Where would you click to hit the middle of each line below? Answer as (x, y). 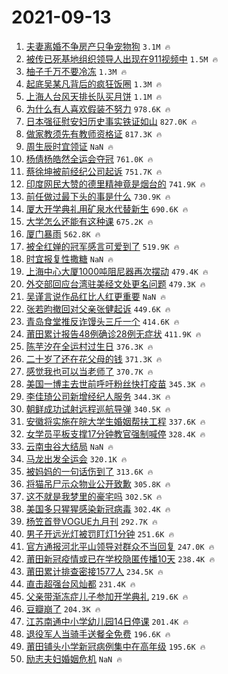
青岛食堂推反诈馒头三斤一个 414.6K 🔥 (102, 321)
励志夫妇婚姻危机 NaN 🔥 (74, 658)
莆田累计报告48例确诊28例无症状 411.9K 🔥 (113, 333)
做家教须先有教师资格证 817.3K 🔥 (94, 133)
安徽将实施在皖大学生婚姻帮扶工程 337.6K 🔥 (115, 421)
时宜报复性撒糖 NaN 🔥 (69, 258)
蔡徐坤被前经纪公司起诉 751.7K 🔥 (94, 171)
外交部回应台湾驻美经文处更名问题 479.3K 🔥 (115, 283)
